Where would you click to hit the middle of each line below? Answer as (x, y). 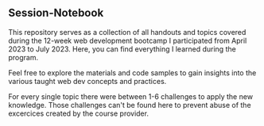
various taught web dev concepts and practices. (87, 81)
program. (23, 57)
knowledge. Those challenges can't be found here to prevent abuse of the (130, 105)
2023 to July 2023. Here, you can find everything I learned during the (122, 49)
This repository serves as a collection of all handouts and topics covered (127, 32)
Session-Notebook (56, 13)
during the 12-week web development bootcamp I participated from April (128, 40)
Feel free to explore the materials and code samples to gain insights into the (132, 73)
